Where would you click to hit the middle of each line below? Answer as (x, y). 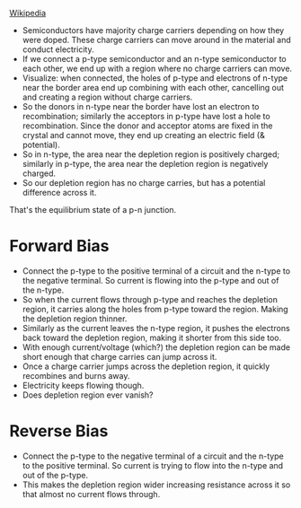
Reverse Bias (59, 431)
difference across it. (59, 193)
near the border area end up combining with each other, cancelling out (153, 88)
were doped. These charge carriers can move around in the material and (157, 40)
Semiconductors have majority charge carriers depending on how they (153, 30)
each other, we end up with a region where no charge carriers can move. (157, 68)
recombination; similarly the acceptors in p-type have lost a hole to (146, 116)
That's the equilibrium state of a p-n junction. (93, 210)
